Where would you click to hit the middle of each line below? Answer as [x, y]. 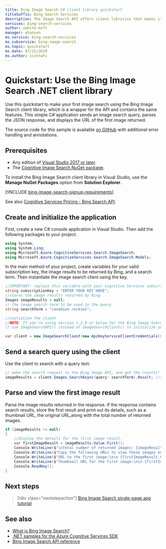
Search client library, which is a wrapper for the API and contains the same [81, 110]
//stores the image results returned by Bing [53, 296]
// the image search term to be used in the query [58, 305]
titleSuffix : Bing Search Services [42, 14]
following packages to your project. [41, 234]
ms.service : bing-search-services [41, 38]
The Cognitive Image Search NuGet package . [58, 168]
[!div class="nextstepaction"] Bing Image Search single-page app [84, 498]
